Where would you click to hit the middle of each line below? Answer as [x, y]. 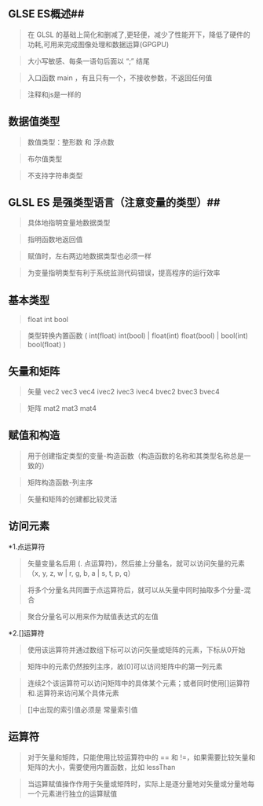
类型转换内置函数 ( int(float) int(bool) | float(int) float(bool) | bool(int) [138, 335]
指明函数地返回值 [55, 240]
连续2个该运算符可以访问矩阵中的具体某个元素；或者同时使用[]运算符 [139, 683]
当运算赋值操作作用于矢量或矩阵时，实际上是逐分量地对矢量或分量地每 [141, 783]
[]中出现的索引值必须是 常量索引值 [82, 709]
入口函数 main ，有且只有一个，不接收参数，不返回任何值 [120, 78]
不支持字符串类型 [55, 175]
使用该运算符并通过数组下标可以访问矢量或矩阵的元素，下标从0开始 [136, 650]
